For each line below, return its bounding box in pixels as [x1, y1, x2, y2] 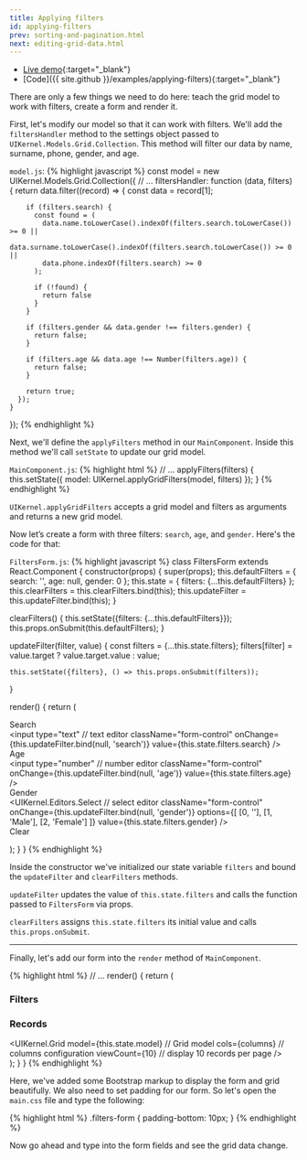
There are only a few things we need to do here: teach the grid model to [9, 91, 281, 102]
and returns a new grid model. [9, 511, 123, 522]
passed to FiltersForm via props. [9, 898, 134, 910]
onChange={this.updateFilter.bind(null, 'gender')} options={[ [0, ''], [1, [9, 807, 272, 818]
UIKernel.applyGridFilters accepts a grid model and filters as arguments [9, 501, 288, 512]
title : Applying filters [9, 13, 104, 23]
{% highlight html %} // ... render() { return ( [9, 971, 174, 982]
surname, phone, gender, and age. [9, 148, 140, 159]
